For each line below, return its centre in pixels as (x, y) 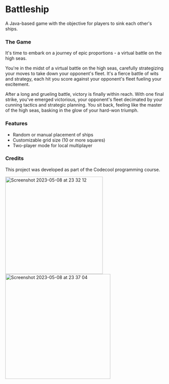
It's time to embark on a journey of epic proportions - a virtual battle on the (84, 53)
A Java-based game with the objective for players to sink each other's (79, 23)
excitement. (18, 84)
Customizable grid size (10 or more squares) (59, 140)
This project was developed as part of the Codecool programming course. (83, 169)
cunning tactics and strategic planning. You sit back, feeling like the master (84, 105)
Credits (14, 158)
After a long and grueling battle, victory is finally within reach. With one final (84, 94)
